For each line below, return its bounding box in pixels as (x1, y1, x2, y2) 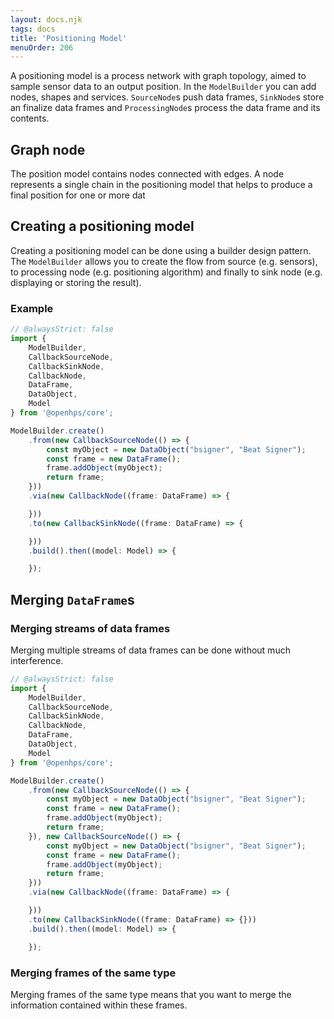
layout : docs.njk (10, 14, 83, 25)
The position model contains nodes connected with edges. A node (10, 168, 285, 180)
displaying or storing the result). (10, 276, 142, 288)
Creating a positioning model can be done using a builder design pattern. (10, 244, 312, 256)
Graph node (10, 141, 86, 158)
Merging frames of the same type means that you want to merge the (10, 988, 292, 1000)
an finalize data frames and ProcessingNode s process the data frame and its (10, 102, 321, 114)
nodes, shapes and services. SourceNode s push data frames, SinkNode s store (10, 91, 325, 103)
